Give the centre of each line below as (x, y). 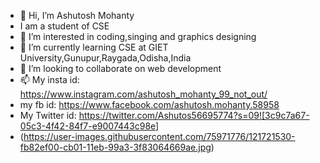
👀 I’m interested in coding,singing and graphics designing (138, 36)
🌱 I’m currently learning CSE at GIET (94, 47)
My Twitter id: (48, 115)
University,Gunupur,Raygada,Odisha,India (105, 58)
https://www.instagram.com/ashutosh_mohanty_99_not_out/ (143, 94)
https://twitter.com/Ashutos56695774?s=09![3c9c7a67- (194, 115)
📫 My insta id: (49, 79)
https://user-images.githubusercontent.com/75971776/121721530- (159, 136)
